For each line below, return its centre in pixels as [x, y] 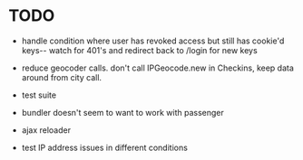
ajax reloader [46, 130]
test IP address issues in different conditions [104, 147]
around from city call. [61, 77]
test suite [39, 95]
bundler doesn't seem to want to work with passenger [122, 112]
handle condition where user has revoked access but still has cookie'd [153, 41]
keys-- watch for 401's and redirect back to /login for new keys [139, 50]
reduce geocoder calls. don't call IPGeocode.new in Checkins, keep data [157, 68]
